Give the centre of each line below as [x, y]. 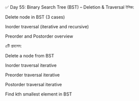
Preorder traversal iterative [33, 75]
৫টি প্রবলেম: [14, 46]
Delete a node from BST [30, 56]
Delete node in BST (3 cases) [35, 17]
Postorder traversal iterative [34, 84]
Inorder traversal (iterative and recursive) [47, 26]
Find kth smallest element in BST [38, 94]
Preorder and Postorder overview [39, 36]
